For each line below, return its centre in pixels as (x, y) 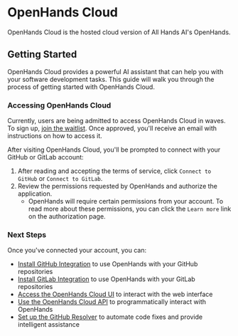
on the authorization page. (67, 216)
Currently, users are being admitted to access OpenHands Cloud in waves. (117, 121)
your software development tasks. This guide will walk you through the (111, 79)
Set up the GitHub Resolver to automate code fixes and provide (110, 317)
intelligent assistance (49, 325)
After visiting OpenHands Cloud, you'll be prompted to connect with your (114, 149)
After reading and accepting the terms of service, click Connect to (114, 171)
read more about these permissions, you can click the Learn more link (130, 209)
